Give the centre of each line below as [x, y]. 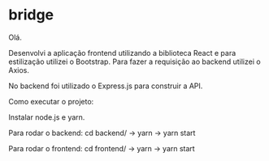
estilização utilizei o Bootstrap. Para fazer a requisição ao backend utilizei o [135, 61]
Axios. [19, 70]
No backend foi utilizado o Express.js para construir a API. [106, 86]
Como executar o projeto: [51, 101]
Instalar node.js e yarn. [47, 117]
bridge [31, 15]
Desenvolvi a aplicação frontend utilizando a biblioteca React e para [122, 53]
